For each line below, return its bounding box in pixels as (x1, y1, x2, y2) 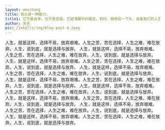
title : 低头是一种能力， (5, 12, 50, 17)
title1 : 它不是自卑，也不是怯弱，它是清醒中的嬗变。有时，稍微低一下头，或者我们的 (5, 16, 155, 21)
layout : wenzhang (5, 7, 41, 12)
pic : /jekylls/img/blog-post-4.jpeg (5, 26, 80, 31)
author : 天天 (5, 21, 30, 26)
